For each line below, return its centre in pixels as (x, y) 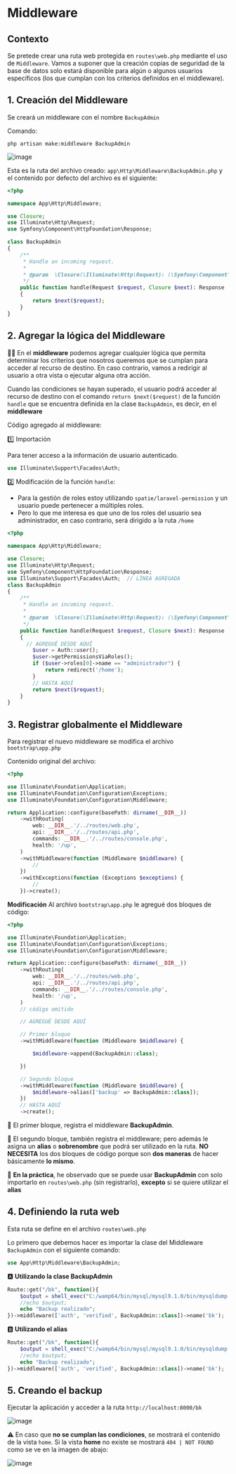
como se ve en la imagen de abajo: (58, 1449)
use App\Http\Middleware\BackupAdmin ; (64, 1263)
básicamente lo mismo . (41, 1161)
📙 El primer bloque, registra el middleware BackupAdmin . (91, 1125)
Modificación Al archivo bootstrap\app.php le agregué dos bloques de (110, 904)
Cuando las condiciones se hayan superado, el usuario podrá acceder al (112, 389)
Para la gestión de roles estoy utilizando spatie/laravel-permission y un (123, 498)
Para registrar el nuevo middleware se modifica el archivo (91, 742)
